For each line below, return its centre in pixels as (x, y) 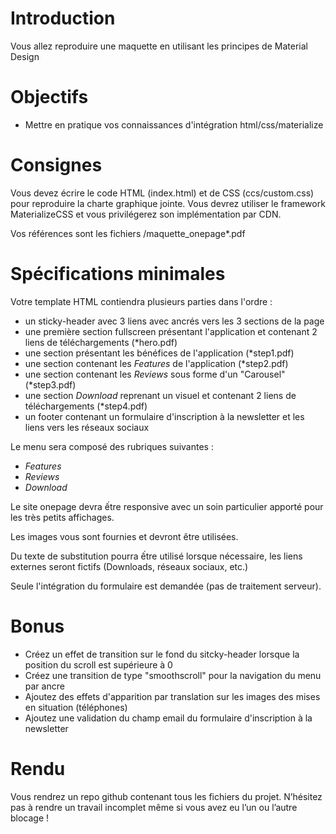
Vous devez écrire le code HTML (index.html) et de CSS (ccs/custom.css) (162, 193)
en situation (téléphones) (76, 707)
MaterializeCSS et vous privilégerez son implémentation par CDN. (146, 214)
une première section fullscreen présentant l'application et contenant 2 (171, 331)
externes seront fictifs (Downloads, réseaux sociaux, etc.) (129, 566)
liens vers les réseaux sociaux (87, 427)
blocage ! (30, 818)
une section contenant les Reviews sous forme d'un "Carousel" (155, 374)
